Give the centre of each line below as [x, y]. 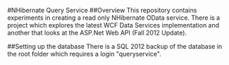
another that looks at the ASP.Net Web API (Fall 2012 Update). [97, 32]
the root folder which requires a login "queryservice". [85, 54]
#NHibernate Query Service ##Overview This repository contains [102, 10]
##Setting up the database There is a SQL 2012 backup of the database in [115, 46]
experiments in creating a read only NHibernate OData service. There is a [114, 18]
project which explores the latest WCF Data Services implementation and [113, 25]
